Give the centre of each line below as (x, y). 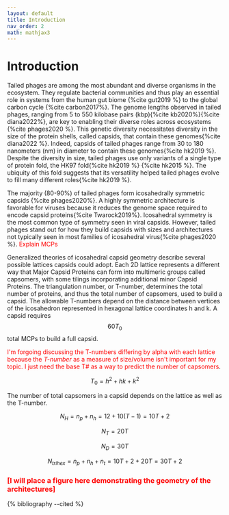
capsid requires (29, 316)
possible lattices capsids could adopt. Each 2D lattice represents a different (113, 265)
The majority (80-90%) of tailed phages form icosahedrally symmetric (106, 193)
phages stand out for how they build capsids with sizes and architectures (110, 229)
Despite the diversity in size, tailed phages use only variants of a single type (114, 158)
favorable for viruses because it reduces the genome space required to (107, 208)
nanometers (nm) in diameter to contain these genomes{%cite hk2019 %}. (112, 151)
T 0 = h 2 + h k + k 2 (115, 381)
